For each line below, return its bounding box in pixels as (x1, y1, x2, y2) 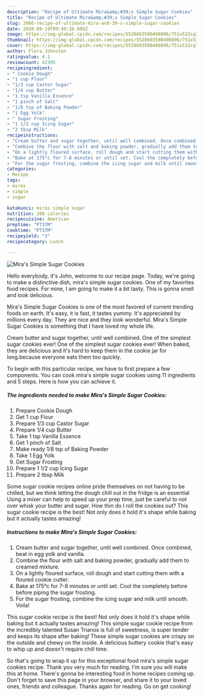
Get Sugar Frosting (15, 458, 63, 465)
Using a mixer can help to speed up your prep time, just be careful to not (7, 496, 187, 503)
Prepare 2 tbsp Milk (15, 471, 65, 478)
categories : (7, 166, 37, 172)
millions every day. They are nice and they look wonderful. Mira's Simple (7, 316, 187, 323)
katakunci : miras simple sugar (7, 205, 86, 211)
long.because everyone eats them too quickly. (7, 353, 122, 360)
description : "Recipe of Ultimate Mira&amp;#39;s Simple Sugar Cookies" (7, 8, 193, 15)
